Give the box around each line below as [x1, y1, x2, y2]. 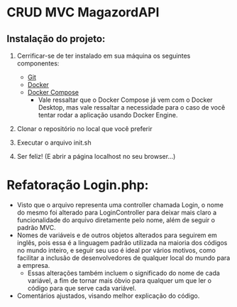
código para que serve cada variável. [27, 283, 136, 292]
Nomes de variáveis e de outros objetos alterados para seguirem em [16, 231, 217, 239]
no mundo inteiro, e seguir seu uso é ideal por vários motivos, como [16, 246, 216, 254]
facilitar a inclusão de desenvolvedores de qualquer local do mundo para [16, 254, 231, 262]
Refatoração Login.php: [6, 177, 149, 193]
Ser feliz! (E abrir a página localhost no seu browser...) [16, 152, 176, 160]
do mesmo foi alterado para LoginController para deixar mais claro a [16, 208, 217, 217]
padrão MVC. [16, 223, 56, 231]
